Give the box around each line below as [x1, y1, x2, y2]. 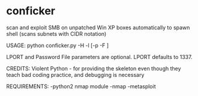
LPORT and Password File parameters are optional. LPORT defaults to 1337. [6, 53, 193, 60]
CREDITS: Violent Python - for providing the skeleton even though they [6, 64, 181, 72]
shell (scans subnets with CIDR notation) [6, 30, 107, 37]
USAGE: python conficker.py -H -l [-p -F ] [6, 42, 109, 49]
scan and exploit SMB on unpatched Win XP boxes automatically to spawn [6, 24, 190, 31]
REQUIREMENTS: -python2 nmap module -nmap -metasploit [6, 82, 156, 90]
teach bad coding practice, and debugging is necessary [6, 71, 145, 78]
